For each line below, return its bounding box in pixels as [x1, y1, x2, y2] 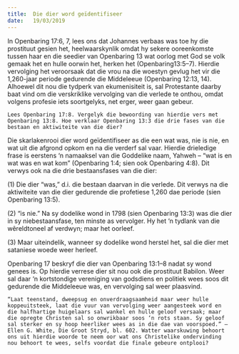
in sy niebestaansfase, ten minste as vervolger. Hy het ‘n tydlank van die [7, 217, 220, 225]
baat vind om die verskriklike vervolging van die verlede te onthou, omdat [7, 90, 223, 98]
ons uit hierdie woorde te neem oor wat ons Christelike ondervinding [7, 333, 222, 340]
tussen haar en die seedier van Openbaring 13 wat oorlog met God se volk [7, 51, 225, 61]
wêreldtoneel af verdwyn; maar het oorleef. [7, 224, 135, 232]
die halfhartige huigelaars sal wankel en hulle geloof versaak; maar [7, 308, 222, 316]
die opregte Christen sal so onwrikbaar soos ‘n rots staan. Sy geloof [7, 314, 225, 321]
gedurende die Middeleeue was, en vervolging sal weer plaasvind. [7, 282, 203, 291]
